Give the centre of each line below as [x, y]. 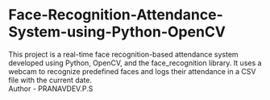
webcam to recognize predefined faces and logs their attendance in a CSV [132, 71]
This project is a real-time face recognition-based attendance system [124, 54]
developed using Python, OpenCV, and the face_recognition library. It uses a [135, 63]
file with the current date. [50, 80]
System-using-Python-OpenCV [117, 32]
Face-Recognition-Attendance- [116, 15]
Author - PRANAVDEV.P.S [51, 88]
